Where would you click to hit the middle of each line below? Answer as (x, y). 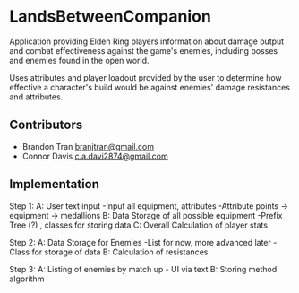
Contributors (46, 125)
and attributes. (36, 97)
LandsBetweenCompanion (111, 17)
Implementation (55, 184)
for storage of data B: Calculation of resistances (120, 252)
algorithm (27, 279)
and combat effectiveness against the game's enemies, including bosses (144, 50)
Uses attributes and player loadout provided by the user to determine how (145, 77)
